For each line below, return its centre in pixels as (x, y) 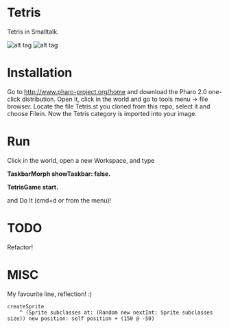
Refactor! (20, 247)
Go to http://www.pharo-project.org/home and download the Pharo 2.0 (107, 91)
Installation (40, 73)
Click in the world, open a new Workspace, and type (81, 160)
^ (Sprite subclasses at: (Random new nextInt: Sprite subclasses (116, 313)
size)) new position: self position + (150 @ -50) (81, 318)
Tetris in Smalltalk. (33, 32)
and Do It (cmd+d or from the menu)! (59, 200)
